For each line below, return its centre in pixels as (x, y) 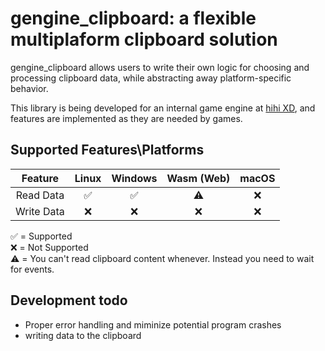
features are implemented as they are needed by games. (126, 118)
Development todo (69, 300)
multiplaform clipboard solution (144, 39)
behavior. (29, 88)
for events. (32, 269)
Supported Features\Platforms (107, 150)
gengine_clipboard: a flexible (133, 18)
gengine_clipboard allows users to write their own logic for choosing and (160, 67)
